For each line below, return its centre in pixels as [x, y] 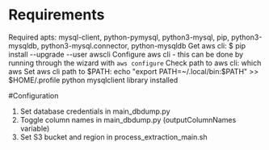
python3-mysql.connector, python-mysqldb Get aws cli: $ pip [143, 45]
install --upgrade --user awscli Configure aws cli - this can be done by [126, 54]
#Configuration [34, 95]
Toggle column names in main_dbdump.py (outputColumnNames [128, 119]
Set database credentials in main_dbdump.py [95, 111]
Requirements [57, 15]
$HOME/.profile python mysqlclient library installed [93, 80]
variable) [35, 128]
